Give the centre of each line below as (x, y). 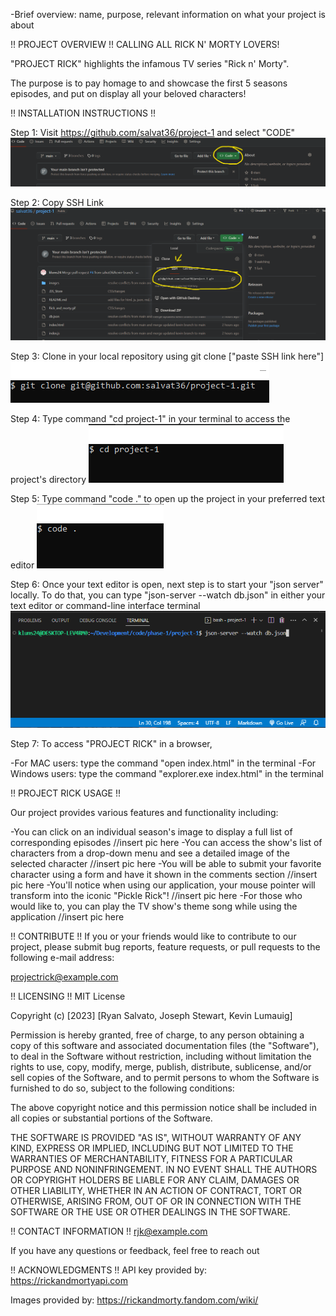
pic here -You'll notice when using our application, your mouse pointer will (163, 885)
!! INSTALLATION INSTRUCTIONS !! (83, 113)
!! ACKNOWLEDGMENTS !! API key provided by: (109, 1270)
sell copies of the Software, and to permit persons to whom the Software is (165, 1078)
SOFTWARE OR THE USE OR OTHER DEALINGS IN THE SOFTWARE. (150, 1212)
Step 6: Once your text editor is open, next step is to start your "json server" (167, 585)
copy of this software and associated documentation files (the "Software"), (165, 1046)
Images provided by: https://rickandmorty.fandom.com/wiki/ (134, 1300)
